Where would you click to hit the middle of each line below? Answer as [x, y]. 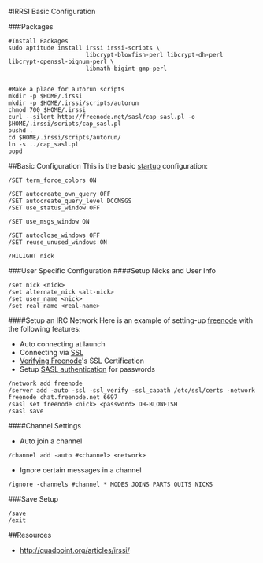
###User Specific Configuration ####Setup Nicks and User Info [112, 270]
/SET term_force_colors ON [52, 180]
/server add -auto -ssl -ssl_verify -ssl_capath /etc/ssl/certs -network [132, 391]
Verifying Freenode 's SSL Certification [81, 361]
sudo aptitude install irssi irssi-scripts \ [84, 48]
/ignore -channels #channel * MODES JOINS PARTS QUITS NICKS [111, 484]
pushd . [21, 131]
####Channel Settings [44, 426]
